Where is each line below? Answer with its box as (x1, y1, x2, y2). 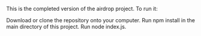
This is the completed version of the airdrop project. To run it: (6, 5, 158, 12)
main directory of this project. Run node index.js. (6, 23, 127, 30)
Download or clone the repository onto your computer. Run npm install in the (6, 17, 195, 23)
